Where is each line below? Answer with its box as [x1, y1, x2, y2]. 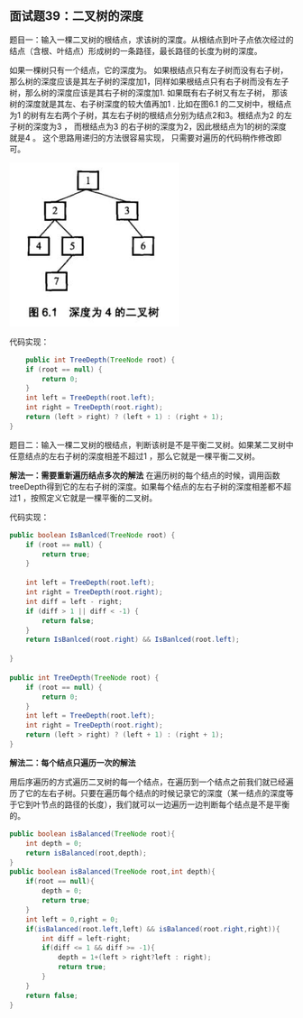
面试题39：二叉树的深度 [9, 8, 144, 24]
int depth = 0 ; [25, 839, 83, 848]
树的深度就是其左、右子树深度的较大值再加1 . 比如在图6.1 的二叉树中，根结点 [9, 98, 292, 109]
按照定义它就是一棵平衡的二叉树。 [30, 492, 158, 503]
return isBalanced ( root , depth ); [25, 848, 147, 858]
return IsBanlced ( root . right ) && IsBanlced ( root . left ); [25, 635, 241, 645]
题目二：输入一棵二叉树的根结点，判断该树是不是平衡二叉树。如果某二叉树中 [9, 439, 294, 450]
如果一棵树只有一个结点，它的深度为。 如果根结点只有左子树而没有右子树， [9, 64, 289, 75]
